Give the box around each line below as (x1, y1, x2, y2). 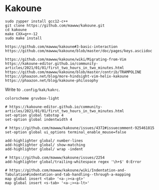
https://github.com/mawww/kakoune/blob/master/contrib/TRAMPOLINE (5, 70, 142, 74)
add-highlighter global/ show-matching (5, 142, 86, 147)
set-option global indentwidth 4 (5, 117, 72, 122)
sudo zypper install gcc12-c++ (5, 19, 68, 24)
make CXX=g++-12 (5, 31, 38, 36)
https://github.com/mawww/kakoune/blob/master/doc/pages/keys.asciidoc (5, 48, 152, 53)
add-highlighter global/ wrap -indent (5, 146, 83, 151)
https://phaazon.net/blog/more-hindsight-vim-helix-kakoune (5, 73, 129, 79)
